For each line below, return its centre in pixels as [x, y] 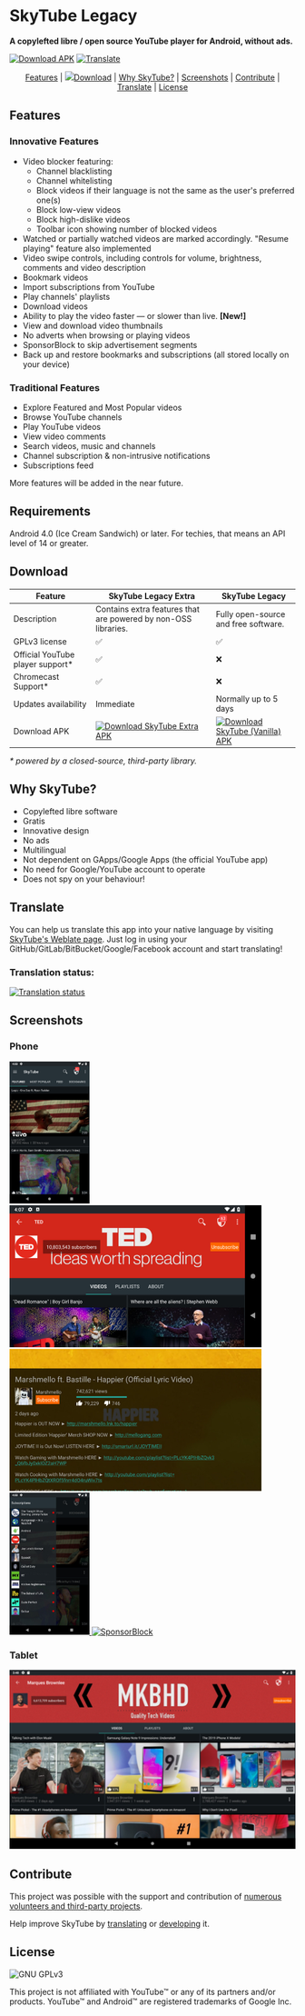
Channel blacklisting [74, 171]
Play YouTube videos [62, 426]
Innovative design [55, 830]
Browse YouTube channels [72, 417]
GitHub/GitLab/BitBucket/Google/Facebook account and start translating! [146, 948]
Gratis [34, 821]
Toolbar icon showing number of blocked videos [127, 229]
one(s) [49, 200]
